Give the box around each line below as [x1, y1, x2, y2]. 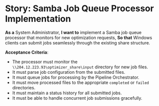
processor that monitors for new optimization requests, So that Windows [5, 35, 152, 41]
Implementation [5, 13, 71, 24]
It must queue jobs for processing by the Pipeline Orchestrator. [12, 74, 140, 80]
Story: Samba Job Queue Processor [5, 3, 154, 14]
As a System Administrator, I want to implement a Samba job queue [5, 29, 142, 35]
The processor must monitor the [12, 59, 78, 64]
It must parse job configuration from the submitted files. [12, 69, 126, 75]
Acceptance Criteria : [5, 49, 49, 55]
